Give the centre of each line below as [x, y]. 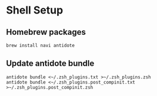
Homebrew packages [46, 32]
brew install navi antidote [41, 45]
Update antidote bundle [50, 63]
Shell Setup [35, 10]
